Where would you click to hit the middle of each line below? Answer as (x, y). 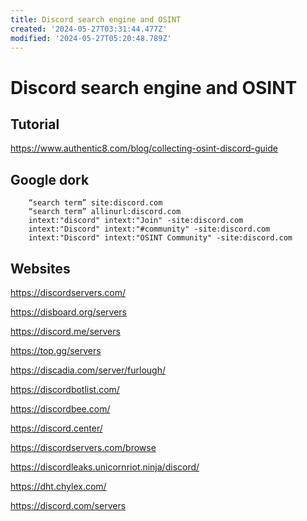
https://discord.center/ (56, 428)
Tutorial (35, 124)
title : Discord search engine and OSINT (96, 19)
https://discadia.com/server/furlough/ (88, 370)
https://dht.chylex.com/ (58, 486)
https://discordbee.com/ (60, 409)
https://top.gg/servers (56, 350)
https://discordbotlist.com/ (65, 389)
